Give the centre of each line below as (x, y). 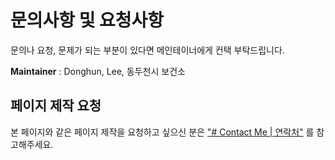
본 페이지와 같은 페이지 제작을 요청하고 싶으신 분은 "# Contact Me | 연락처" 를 (162, 132)
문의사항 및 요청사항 (87, 20)
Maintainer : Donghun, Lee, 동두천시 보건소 (98, 71)
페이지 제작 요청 (56, 106)
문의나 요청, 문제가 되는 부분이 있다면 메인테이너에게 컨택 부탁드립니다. (147, 50)
